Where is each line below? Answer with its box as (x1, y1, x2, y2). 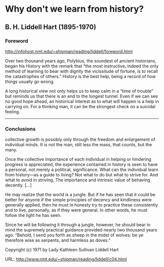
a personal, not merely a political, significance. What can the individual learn (5, 167, 159, 172)
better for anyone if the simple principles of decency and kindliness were (5, 197, 152, 203)
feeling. (5, 109, 20, 114)
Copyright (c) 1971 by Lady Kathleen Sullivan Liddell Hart (5, 247, 119, 253)
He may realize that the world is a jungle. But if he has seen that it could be (5, 191, 156, 198)
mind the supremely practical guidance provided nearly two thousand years (5, 227, 158, 233)
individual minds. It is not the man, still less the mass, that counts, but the (5, 142, 152, 148)
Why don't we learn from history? (5, 3, 144, 15)
